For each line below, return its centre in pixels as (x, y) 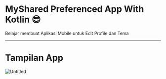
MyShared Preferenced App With (75, 9)
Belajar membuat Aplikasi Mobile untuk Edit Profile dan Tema (67, 33)
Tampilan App (34, 58)
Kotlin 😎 (23, 20)
